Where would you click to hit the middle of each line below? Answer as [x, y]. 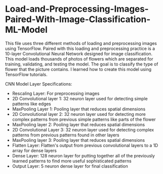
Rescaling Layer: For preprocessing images [56, 93]
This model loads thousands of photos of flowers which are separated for [79, 59]
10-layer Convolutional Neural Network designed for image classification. [79, 54]
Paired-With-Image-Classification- [78, 19]
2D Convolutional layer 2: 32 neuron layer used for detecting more [79, 114]
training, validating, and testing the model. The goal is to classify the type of [81, 64]
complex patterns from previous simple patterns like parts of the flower [84, 119]
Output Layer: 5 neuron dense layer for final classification [70, 166]
